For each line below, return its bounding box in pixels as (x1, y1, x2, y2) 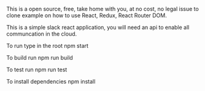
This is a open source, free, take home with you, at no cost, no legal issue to (6, 6, 199, 12)
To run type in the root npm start (6, 42, 89, 49)
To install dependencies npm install (6, 78, 96, 85)
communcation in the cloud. (6, 30, 77, 38)
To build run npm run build (6, 54, 74, 61)
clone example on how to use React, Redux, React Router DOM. (6, 12, 167, 19)
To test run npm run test (6, 66, 68, 73)
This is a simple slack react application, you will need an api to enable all (6, 24, 190, 31)
